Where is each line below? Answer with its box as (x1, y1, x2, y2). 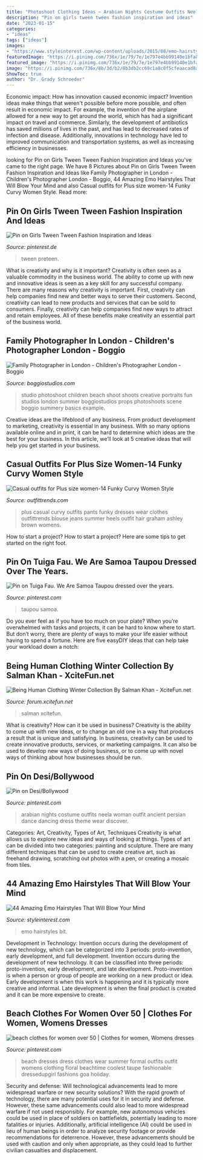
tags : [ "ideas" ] (6, 37, 47, 43)
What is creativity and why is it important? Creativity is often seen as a (6, 267, 181, 274)
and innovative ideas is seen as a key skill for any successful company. (6, 279, 183, 287)
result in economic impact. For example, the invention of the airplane (6, 106, 177, 113)
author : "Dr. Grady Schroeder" (6, 76, 85, 82)
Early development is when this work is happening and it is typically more (6, 978, 189, 985)
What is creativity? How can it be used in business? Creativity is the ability (6, 721, 192, 729)
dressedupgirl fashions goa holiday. (21, 1070, 111, 1078)
